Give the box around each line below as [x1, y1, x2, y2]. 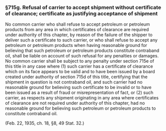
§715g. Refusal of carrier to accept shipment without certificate [5, 4, 162, 11]
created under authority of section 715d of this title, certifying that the [5, 74, 148, 80]
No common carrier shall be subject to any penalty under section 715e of [5, 58, 155, 64]
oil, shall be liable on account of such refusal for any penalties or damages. [5, 53, 159, 59]
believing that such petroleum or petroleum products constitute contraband [5, 47, 160, 53]
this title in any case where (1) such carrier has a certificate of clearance [5, 63, 153, 69]
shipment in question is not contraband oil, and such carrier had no [5, 79, 143, 85]
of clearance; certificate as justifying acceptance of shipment [5, 10, 158, 17]
